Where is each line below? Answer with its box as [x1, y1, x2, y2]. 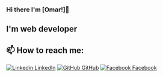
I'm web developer [6, 24, 78, 34]
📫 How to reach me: [6, 45, 84, 55]
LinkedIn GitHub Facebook [34, 64, 158, 72]
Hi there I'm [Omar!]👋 [6, 5, 70, 14]
